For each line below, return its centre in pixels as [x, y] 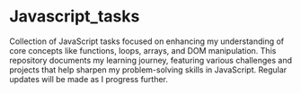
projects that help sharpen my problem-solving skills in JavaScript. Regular [148, 70]
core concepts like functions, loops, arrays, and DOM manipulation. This [143, 50]
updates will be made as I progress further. [89, 79]
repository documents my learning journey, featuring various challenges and [151, 60]
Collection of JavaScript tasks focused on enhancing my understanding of [147, 41]
